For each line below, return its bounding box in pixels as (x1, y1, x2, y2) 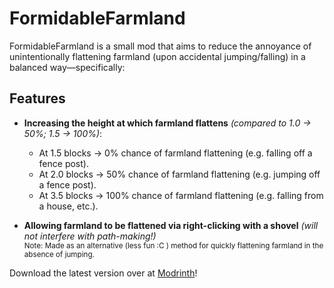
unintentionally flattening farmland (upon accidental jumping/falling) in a (9, 50, 306, 62)
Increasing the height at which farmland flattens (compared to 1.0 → (23, 117, 312, 129)
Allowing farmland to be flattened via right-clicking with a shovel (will (23, 219, 319, 231)
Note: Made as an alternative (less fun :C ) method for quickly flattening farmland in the (23, 240, 324, 251)
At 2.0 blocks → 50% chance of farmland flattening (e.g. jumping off (38, 168, 321, 180)
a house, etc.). (38, 200, 99, 212)
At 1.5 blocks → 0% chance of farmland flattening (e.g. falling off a (38, 147, 313, 159)
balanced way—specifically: (9, 61, 126, 73)
